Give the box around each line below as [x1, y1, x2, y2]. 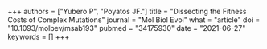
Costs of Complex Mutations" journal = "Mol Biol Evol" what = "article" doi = [7, 15, 261, 24]
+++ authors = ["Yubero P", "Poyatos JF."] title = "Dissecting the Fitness [7, 7, 247, 16]
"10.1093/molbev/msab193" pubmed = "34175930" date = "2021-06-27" [7, 24, 246, 32]
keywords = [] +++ [7, 32, 70, 41]
